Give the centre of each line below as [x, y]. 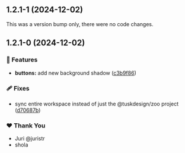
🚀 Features [22, 60]
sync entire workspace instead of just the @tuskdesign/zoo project [97, 104]
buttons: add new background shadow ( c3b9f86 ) [75, 73]
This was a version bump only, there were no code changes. [80, 24]
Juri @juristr [30, 139]
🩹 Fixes [18, 89]
